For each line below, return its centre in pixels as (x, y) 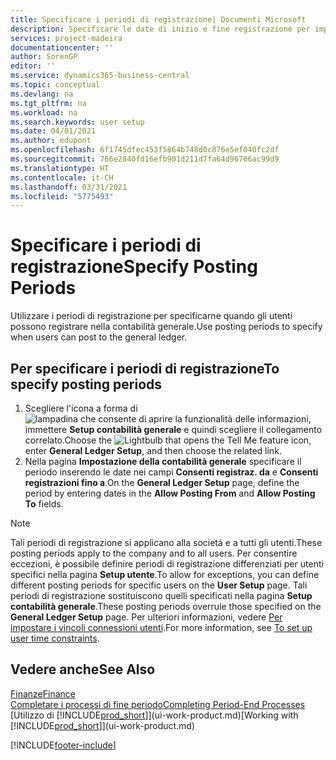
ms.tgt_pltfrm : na (48, 103)
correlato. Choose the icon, (168, 440)
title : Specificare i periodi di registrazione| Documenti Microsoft (158, 19)
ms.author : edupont (51, 141)
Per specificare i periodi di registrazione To (145, 368)
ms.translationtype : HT (60, 168)
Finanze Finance (43, 693)
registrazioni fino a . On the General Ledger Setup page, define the (162, 482)
